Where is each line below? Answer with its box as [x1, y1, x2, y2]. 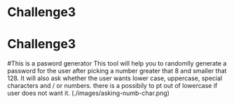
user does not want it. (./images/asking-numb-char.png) [7, 89, 170, 98]
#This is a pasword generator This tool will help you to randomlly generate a [7, 59, 227, 68]
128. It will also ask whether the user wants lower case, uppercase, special [7, 74, 223, 82]
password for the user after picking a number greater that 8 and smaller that [7, 67, 227, 75]
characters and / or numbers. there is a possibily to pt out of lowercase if [7, 82, 218, 90]
